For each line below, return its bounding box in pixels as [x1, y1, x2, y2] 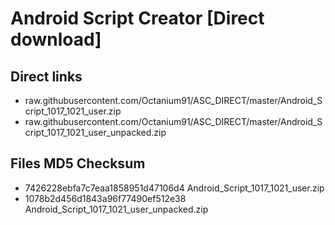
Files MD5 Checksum [10, 155, 146, 172]
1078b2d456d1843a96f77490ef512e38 [24, 192, 187, 204]
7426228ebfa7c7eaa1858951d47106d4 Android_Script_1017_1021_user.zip [24, 182, 325, 194]
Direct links [10, 68, 83, 85]
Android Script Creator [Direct [10, 7, 265, 30]
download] [10, 28, 102, 51]
